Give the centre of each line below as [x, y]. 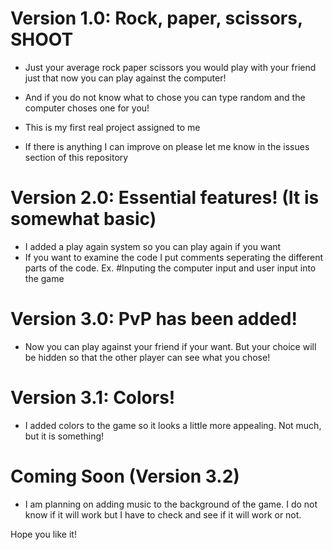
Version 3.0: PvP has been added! [154, 319]
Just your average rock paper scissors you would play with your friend [170, 67]
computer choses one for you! [87, 108]
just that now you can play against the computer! [125, 78]
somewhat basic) [83, 219]
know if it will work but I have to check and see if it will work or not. [163, 514]
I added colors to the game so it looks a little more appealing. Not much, [173, 425]
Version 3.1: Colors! [93, 398]
